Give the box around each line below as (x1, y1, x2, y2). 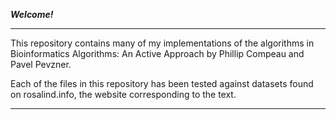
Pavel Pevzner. (10, 59, 72, 70)
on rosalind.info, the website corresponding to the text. (10, 89, 237, 100)
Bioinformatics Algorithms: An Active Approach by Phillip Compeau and (10, 48, 305, 59)
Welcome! (10, 9, 54, 20)
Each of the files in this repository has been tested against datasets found (10, 78, 314, 89)
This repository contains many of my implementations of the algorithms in (10, 37, 315, 49)
